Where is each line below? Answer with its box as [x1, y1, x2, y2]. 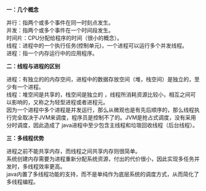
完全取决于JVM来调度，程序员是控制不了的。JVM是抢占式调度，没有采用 [11, 114, 196, 121]
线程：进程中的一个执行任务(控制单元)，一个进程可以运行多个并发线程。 [6, 42, 188, 49]
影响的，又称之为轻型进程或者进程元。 [11, 99, 109, 106]
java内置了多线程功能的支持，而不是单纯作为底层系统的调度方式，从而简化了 [6, 171, 199, 178]
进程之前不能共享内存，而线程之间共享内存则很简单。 [6, 148, 141, 155]
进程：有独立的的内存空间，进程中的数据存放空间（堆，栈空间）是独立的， [6, 76, 194, 83]
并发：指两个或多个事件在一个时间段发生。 [6, 27, 114, 34]
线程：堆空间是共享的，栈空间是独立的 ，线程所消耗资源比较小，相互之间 [6, 91, 191, 98]
